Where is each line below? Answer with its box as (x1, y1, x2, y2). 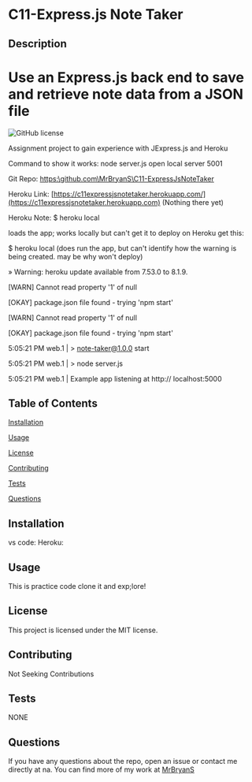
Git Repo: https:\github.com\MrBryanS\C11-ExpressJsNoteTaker (8, 173, 215, 183)
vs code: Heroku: (8, 538, 65, 547)
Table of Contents (8, 397, 98, 410)
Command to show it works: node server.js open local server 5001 (8, 158, 223, 168)
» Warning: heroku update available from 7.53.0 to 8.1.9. (8, 266, 188, 277)
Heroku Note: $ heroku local (8, 213, 100, 222)
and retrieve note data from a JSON (8, 85, 244, 103)
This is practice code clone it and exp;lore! (8, 581, 146, 590)
